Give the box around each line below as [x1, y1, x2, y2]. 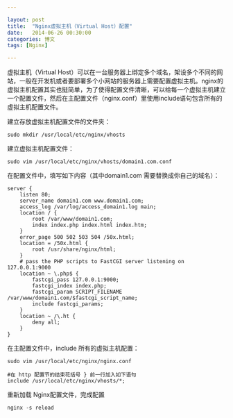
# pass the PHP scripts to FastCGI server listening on [19, 258, 185, 265]
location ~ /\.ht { [19, 313, 76, 320]
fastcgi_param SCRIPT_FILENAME [32, 289, 123, 296]
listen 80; [19, 192, 51, 199]
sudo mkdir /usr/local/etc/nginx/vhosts [7, 131, 126, 139]
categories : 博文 [7, 35, 55, 42]
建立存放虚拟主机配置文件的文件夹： [7, 117, 111, 126]
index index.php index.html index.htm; [32, 221, 148, 229]
